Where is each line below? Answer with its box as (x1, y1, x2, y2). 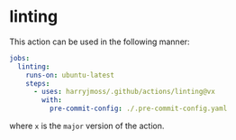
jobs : (9, 53, 30, 62)
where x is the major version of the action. (9, 120, 165, 132)
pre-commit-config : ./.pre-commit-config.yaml (49, 104, 228, 114)
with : (41, 96, 63, 105)
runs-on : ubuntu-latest (25, 70, 115, 79)
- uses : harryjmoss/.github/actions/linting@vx (32, 88, 216, 97)
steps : (25, 79, 50, 88)
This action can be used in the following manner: (9, 36, 191, 47)
